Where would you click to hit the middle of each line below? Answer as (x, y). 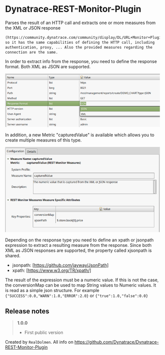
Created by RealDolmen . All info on (39, 342)
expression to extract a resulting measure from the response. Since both (78, 245)
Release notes (27, 311)
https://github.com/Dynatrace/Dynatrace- (117, 342)
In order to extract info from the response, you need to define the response (81, 61)
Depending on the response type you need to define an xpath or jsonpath (79, 240)
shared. (13, 256)
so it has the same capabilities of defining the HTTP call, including (80, 42)
